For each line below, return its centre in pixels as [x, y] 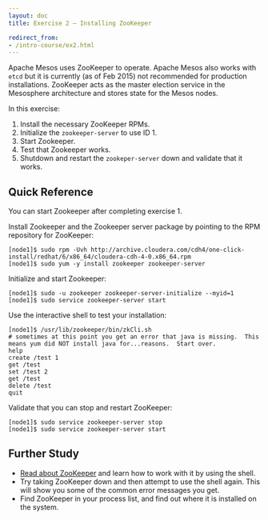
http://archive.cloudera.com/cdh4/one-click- [168, 250]
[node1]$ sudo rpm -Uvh [48, 250]
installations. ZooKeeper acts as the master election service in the [117, 85]
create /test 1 [34, 358]
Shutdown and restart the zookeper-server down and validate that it [131, 158]
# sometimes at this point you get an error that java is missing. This [134, 337]
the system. [39, 507]
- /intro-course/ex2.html [51, 45]
